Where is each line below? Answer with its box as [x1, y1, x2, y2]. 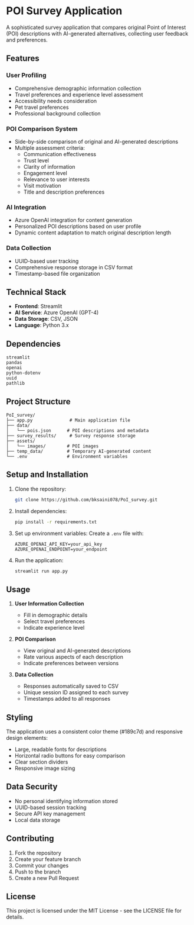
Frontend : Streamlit [14, 303, 63, 310]
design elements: [6, 734, 48, 742]
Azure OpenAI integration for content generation [14, 217, 133, 224]
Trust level [23, 157, 49, 164]
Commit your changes [14, 862, 69, 869]
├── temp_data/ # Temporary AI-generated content [6, 448, 152, 454]
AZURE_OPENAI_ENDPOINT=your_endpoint [14, 546, 108, 552]
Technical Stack [6, 287, 67, 297]
